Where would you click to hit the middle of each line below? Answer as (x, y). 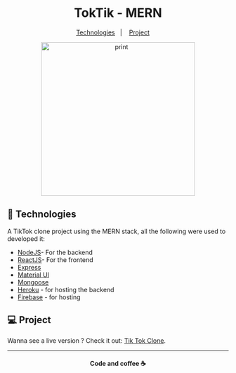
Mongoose (33, 282)
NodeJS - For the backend (55, 252)
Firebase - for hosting (49, 297)
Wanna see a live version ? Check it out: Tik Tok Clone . (87, 340)
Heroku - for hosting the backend (66, 289)
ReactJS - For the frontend (55, 260)
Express (29, 267)
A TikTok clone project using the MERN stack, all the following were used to (117, 231)
